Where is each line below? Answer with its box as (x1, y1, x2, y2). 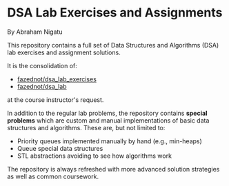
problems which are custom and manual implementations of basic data (7, 116, 210, 125)
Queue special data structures (17, 144, 103, 152)
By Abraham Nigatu (7, 28, 63, 36)
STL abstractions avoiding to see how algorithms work (17, 152, 172, 160)
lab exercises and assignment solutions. (7, 48, 121, 56)
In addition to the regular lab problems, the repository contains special (7, 109, 208, 117)
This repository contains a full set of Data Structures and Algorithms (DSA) (7, 41, 219, 49)
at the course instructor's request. (7, 95, 104, 104)
